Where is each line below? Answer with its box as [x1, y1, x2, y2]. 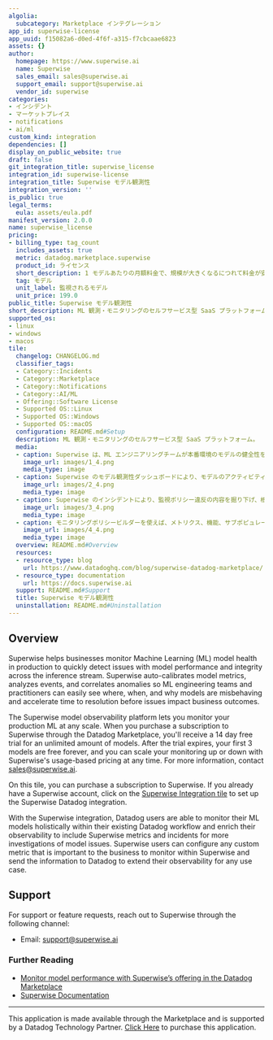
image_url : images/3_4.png [23, 503, 115, 511]
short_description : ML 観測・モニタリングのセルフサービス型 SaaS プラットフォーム [8, 307, 268, 315]
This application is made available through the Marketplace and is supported [8, 1013, 265, 1023]
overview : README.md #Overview [15, 542, 118, 550]
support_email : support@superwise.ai [15, 80, 144, 88]
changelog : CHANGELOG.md [15, 352, 100, 360]
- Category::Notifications [15, 382, 107, 390]
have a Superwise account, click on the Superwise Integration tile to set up [8, 788, 259, 798]
